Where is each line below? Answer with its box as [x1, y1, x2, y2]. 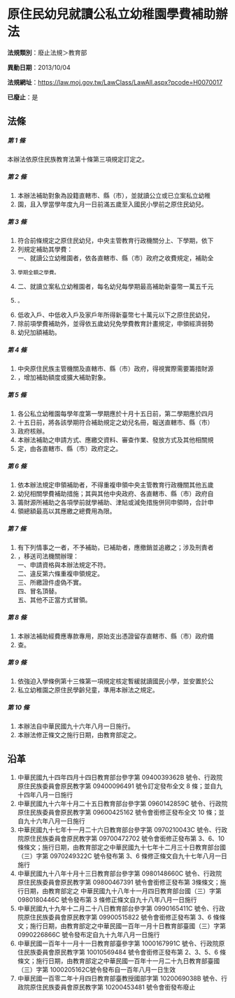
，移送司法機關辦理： [17, 552, 79, 560]
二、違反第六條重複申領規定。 [17, 569, 104, 578]
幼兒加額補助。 [17, 328, 61, 336]
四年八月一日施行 [23, 790, 73, 799]
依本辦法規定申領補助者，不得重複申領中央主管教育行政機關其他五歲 [17, 480, 214, 490]
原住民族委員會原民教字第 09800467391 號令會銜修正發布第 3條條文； [17, 878, 220, 886]
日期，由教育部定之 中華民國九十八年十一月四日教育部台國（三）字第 [23, 886, 222, 895]
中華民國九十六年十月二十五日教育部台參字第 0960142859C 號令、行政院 [17, 799, 228, 808]
